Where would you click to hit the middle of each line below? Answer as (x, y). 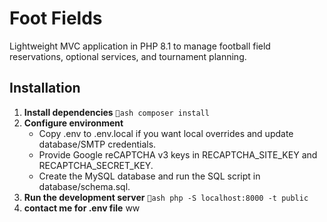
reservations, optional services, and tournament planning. (128, 56)
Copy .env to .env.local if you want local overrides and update (166, 133)
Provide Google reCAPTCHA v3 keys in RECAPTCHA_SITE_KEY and (178, 154)
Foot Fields (56, 18)
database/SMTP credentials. (97, 144)
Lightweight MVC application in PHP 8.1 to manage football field (140, 46)
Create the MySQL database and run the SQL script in (149, 176)
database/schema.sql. (84, 186)
